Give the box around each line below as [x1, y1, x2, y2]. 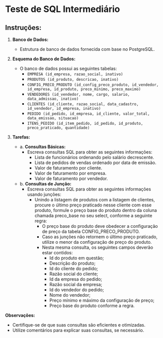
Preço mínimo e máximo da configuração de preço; [49, 298, 155, 303]
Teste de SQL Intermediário [5, 3, 120, 15]
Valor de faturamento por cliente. [34, 165, 102, 170]
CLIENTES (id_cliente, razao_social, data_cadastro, [27, 102, 139, 107]
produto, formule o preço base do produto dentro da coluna [34, 207, 158, 213]
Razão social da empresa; [49, 282, 102, 287]
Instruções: [5, 23, 42, 32]
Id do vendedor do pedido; [49, 287, 104, 293]
